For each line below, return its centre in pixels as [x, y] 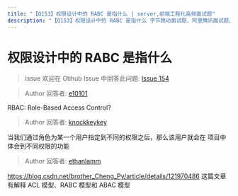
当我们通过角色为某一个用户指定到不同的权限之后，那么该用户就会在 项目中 [117, 137]
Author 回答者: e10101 [56, 93]
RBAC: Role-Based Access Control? [59, 108]
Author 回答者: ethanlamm [63, 161]
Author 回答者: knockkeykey [66, 122]
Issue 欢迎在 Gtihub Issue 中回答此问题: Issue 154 [97, 79]
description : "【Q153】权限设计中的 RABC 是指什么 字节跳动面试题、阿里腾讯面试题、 [121, 21]
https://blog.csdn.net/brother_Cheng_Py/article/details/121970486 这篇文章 [117, 176]
